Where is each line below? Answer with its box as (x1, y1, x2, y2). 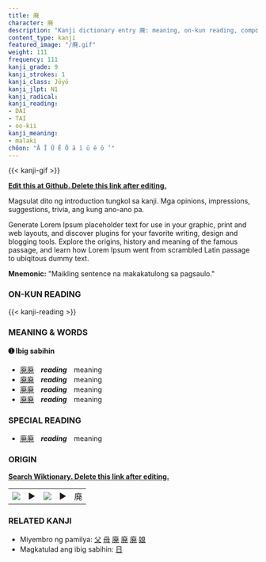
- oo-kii (8, 122, 37, 130)
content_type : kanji (8, 33, 77, 42)
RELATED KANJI (8, 515, 72, 526)
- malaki (8, 136, 37, 145)
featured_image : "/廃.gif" (8, 41, 97, 49)
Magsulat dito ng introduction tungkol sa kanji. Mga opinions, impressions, (8, 196, 251, 206)
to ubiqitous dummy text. (8, 254, 89, 264)
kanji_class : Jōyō (8, 78, 69, 85)
